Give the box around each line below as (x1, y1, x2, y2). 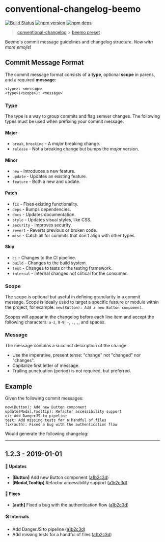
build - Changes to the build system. (12, 260, 87, 266)
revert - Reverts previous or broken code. (12, 227, 98, 233)
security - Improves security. (12, 222, 72, 228)
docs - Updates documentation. (12, 211, 76, 217)
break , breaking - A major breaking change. (12, 141, 101, 146)
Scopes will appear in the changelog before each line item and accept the (5, 314, 154, 320)
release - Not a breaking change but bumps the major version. (12, 146, 139, 152)
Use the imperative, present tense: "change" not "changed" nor (12, 352, 141, 358)
